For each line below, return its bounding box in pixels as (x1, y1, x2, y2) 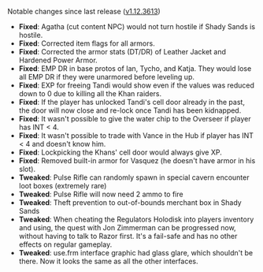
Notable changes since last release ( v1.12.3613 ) (7, 7, 161, 16)
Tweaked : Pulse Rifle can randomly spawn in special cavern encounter (18, 173, 250, 182)
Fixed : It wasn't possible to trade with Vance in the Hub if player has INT (18, 131, 254, 140)
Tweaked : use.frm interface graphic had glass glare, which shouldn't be (18, 248, 254, 257)
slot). (18, 165, 36, 173)
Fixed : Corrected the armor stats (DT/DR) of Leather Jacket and (18, 47, 226, 56)
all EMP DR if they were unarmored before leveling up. (18, 73, 194, 81)
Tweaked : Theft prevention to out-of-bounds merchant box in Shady (18, 198, 242, 207)
